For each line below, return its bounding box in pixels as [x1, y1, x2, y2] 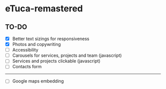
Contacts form [12, 64, 42, 70]
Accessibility [12, 47, 39, 53]
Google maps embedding [12, 78, 64, 84]
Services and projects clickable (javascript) [12, 58, 101, 64]
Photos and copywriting [12, 42, 61, 47]
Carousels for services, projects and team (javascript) [12, 52, 122, 58]
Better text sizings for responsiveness [12, 36, 90, 42]
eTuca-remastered [5, 3, 83, 14]
